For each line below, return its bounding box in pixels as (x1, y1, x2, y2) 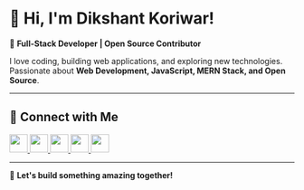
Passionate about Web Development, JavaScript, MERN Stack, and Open (9, 65, 287, 76)
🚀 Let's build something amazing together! (9, 169, 174, 180)
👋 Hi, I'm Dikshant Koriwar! (9, 8, 215, 29)
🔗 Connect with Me (9, 109, 119, 125)
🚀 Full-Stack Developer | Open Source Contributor (9, 38, 202, 49)
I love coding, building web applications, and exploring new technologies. (9, 55, 283, 66)
